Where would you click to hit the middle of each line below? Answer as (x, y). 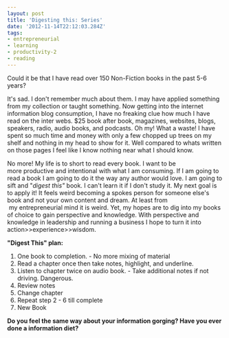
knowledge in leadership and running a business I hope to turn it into (104, 222)
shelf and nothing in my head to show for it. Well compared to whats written (115, 143)
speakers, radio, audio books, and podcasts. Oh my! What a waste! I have (111, 128)
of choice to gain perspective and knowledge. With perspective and (103, 215)
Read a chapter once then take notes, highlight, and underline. (105, 264)
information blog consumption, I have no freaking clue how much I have (109, 113)
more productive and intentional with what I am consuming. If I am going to (113, 170)
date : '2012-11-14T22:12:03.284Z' (57, 26)
